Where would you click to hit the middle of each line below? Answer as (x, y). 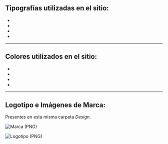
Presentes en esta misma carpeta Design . (48, 117)
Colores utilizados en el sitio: (51, 57)
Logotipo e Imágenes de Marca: (55, 105)
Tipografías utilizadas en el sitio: (57, 8)
